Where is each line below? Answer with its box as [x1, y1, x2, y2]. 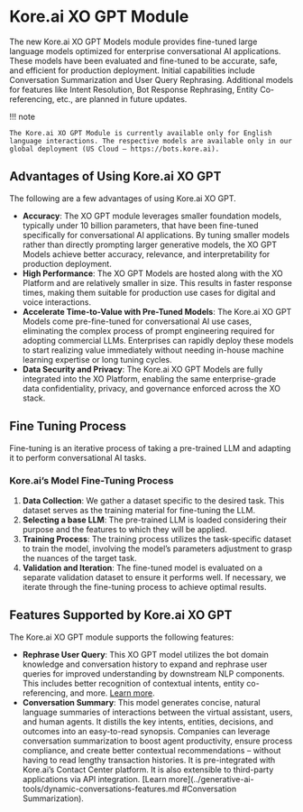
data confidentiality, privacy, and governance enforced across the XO [22, 383, 281, 393]
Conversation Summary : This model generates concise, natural [22, 697, 261, 707]
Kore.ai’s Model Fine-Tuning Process [9, 475, 174, 487]
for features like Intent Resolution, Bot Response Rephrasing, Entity [9, 84, 259, 95]
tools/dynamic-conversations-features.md [22, 783, 180, 794]
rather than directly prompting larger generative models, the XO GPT [22, 239, 278, 250]
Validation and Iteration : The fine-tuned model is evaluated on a [22, 562, 263, 573]
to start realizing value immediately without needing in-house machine [22, 345, 284, 355]
